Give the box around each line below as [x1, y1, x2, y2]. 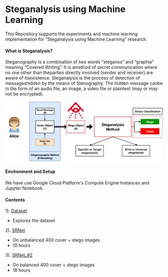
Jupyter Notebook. [5, 185, 44, 192]
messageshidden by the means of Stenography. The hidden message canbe [5, 80, 163, 86]
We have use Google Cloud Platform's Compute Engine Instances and [5, 180, 149, 186]
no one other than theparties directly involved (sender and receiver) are [5, 69, 153, 76]
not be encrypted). [5, 91, 44, 97]
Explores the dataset [12, 218, 55, 224]
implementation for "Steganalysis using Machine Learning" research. [5, 36, 148, 42]
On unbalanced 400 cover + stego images [12, 237, 100, 243]
